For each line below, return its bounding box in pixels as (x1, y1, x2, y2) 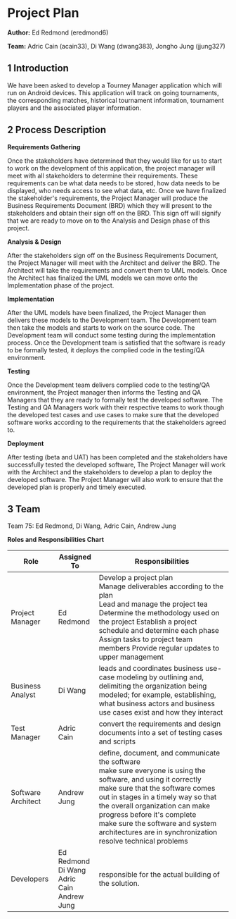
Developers (11, 874, 49, 884)
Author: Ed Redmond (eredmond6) (7, 28, 109, 37)
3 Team (7, 502, 41, 515)
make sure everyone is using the (98, 766, 206, 776)
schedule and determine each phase (98, 626, 220, 636)
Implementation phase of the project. (7, 280, 114, 290)
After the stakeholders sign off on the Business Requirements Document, (7, 251, 218, 259)
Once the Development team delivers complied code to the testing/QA (7, 381, 211, 389)
